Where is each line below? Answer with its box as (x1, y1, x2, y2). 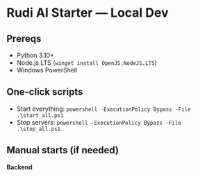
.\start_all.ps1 (16, 111, 64, 119)
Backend (6, 162, 33, 171)
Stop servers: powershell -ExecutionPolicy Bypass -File (16, 118, 181, 126)
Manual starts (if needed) (6, 144, 119, 156)
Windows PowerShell (16, 66, 78, 74)
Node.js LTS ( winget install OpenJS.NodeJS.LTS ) (16, 59, 158, 67)
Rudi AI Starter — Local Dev (6, 5, 169, 21)
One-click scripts (6, 86, 83, 98)
